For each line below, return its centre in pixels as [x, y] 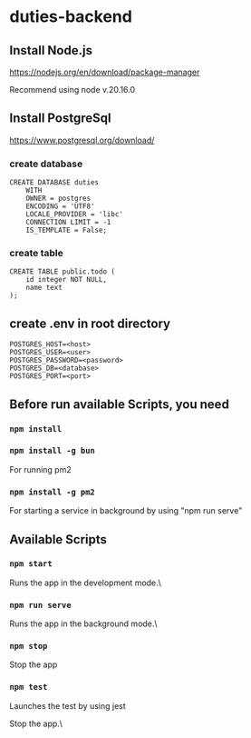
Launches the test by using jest [68, 705]
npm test [29, 687]
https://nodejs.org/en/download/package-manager [105, 72]
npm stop [29, 646]
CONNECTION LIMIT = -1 [68, 223]
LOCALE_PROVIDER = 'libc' [75, 214]
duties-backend [71, 17]
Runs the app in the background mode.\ [83, 623]
